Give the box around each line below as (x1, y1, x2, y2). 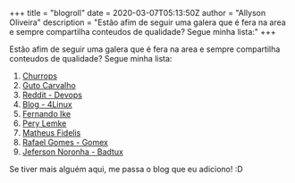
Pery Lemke (21, 118, 67, 129)
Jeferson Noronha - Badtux (21, 146, 123, 157)
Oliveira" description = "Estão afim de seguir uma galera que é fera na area (9, 17, 286, 28)
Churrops (21, 71, 58, 81)
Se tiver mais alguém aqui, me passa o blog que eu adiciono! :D (9, 164, 243, 174)
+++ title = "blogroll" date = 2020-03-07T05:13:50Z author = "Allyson (9, 8, 266, 18)
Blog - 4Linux (21, 99, 73, 110)
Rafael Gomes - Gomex (21, 137, 109, 147)
